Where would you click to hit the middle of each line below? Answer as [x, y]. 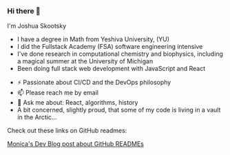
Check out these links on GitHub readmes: [67, 131]
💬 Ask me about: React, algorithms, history [77, 103]
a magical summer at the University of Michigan [85, 61]
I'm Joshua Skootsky [37, 26]
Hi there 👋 [24, 11]
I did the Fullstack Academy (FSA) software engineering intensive [110, 47]
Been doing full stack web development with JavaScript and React [111, 69]
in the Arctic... [37, 117]
